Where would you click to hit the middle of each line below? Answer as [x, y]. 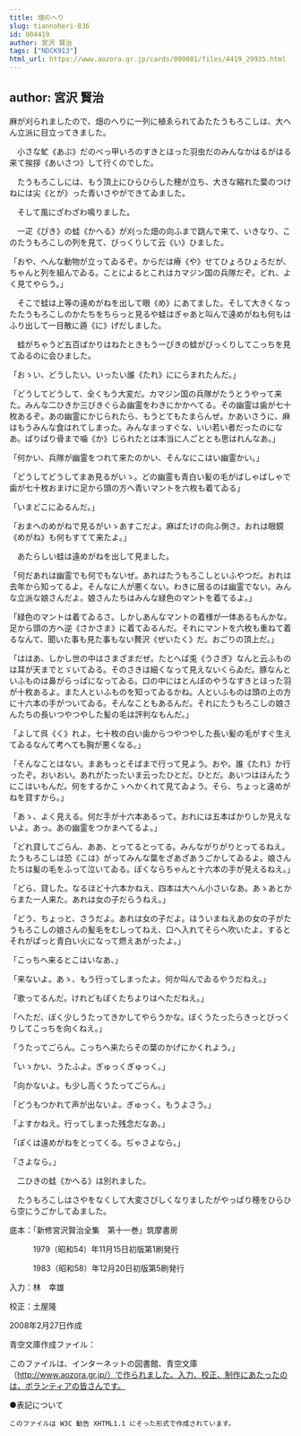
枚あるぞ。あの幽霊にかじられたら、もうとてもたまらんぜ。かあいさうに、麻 [150, 416]
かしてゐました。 [80, 1211]
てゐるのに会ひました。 [52, 355]
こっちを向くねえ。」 [70, 1028]
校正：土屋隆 [33, 1306]
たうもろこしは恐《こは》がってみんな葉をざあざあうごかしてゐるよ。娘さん [150, 857]
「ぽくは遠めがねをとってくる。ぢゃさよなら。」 [97, 1142]
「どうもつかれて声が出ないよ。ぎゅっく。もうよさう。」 [113, 1104]
